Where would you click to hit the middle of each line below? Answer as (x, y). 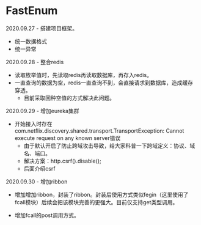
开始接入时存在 (33, 124)
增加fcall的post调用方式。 (47, 215)
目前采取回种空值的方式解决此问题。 (69, 98)
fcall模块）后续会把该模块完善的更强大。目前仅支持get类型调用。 (96, 202)
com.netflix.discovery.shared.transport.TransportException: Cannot (99, 131)
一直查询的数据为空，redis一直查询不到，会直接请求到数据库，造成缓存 (104, 83)
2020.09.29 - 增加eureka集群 (42, 111)
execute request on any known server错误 (68, 138)
